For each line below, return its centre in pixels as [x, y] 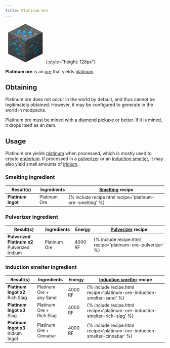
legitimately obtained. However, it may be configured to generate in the [79, 105]
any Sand [47, 297]
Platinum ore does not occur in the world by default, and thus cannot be [80, 100]
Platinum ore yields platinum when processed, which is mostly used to [78, 154]
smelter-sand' [102, 298]
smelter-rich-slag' [107, 316]
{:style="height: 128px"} [71, 62]
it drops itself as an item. [31, 125]
